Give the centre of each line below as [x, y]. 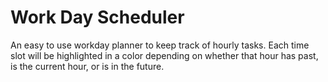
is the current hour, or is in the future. [87, 66]
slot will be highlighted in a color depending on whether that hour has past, [164, 55]
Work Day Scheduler [97, 17]
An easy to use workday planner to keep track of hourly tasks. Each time [160, 45]
